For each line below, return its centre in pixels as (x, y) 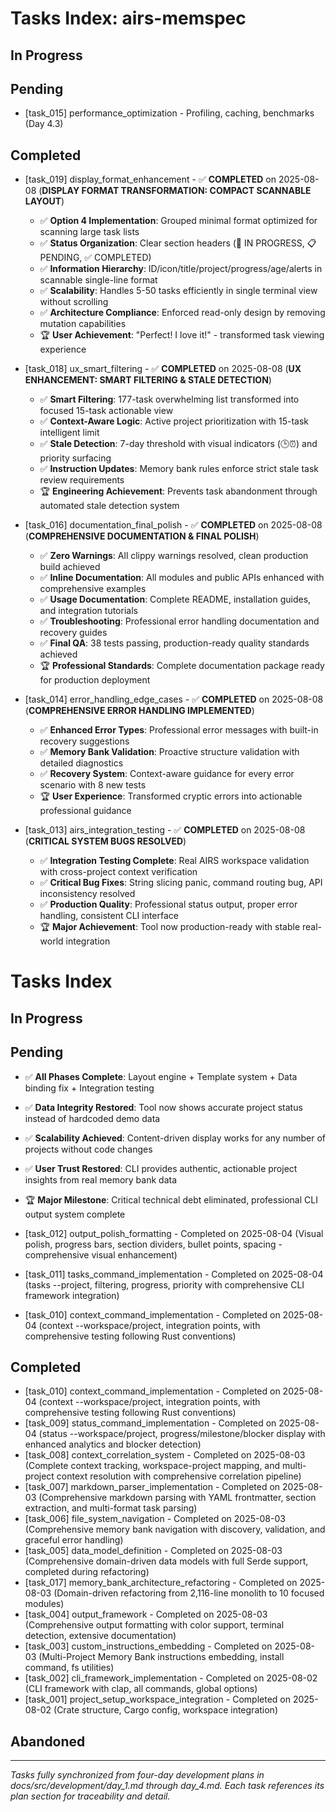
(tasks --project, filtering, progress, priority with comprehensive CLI (164, 1284)
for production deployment (95, 680)
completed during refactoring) (87, 1572)
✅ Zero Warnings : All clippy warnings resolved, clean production (174, 556)
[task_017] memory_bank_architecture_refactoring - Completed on (161, 1583)
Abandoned (48, 1741)
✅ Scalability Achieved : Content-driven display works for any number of (175, 1138)
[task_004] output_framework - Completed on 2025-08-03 (146, 1614)
